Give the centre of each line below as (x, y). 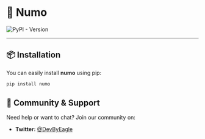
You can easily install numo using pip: (54, 73)
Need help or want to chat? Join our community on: (71, 118)
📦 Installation (34, 55)
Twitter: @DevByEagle (44, 129)
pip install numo (28, 84)
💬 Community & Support (53, 103)
